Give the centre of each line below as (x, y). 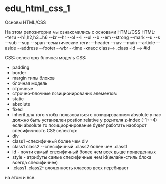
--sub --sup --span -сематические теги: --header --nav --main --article (80, 42)
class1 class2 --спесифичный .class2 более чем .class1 (70, 146)
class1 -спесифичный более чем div (50, 141)
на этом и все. (20, 177)
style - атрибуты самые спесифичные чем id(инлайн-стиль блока (82, 157)
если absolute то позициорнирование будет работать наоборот (79, 125)
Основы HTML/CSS (26, 22)
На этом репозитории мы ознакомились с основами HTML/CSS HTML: (80, 32)
